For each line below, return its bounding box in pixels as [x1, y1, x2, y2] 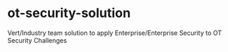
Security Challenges [7, 36, 67, 44]
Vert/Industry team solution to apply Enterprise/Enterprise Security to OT [7, 28, 222, 37]
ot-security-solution [7, 5, 131, 21]
